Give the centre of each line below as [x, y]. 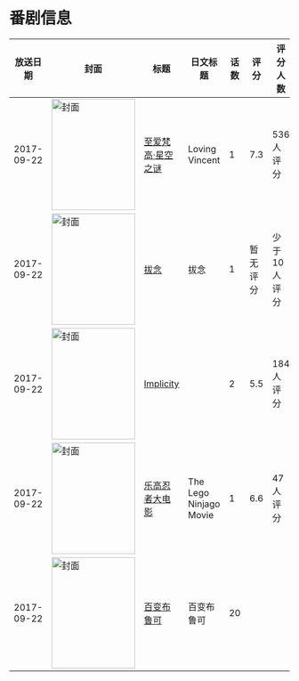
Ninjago [204, 504]
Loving [202, 149]
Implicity [162, 384]
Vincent [204, 159]
